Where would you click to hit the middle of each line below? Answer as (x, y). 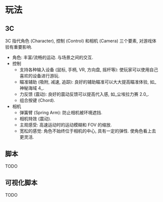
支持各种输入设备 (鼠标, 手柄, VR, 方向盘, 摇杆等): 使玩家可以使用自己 (89, 70)
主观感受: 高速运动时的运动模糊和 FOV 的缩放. (66, 125)
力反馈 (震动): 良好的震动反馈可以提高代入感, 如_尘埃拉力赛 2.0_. (84, 94)
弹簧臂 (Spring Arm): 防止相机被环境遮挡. (61, 113)
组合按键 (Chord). (37, 100)
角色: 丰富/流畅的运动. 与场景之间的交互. (53, 57)
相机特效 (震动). (35, 119)
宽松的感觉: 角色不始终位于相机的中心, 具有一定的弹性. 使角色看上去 (88, 131)
